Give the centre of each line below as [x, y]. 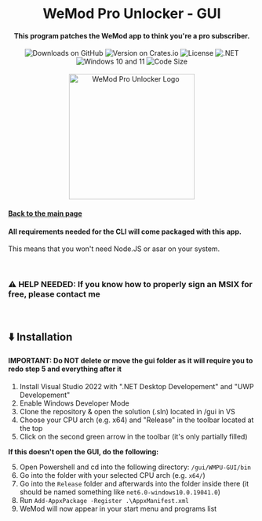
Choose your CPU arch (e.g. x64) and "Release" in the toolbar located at [136, 420]
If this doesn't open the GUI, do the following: [84, 452]
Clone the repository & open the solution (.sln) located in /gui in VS [127, 412]
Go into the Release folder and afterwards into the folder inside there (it [134, 484]
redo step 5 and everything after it [65, 369]
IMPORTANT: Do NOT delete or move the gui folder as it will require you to [131, 361]
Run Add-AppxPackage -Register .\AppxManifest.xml [104, 501]
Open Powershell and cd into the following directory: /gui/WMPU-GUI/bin [135, 467]
